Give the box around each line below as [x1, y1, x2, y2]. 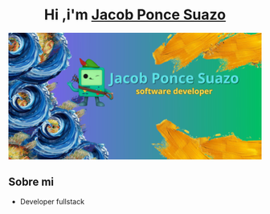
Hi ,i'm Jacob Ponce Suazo [43, 6, 227, 24]
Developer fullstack [19, 196, 85, 206]
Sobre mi [8, 175, 55, 189]
